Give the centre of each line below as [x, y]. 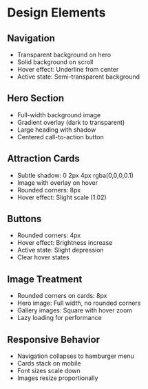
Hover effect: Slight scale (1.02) [62, 197]
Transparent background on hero [64, 54]
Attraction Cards [44, 159]
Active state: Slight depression [61, 250]
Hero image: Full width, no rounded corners [79, 303]
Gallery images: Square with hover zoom [75, 310]
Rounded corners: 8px [49, 190]
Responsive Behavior [54, 339]
